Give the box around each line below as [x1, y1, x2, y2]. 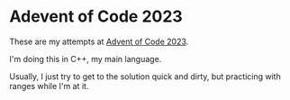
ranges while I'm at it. [9, 80, 89, 91]
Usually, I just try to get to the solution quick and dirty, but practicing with [9, 70, 281, 82]
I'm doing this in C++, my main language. [9, 53, 162, 64]
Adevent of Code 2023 [9, 6, 183, 27]
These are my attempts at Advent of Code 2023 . [9, 36, 189, 47]
